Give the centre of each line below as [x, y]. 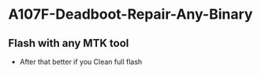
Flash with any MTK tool [69, 43]
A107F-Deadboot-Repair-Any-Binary [130, 14]
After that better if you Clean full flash [81, 62]
